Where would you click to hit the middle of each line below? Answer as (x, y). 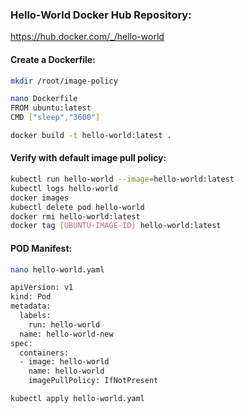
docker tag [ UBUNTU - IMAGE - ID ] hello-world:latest (116, 226)
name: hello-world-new (66, 334)
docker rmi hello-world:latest (75, 216)
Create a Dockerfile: (53, 59)
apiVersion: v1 (42, 288)
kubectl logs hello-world (64, 188)
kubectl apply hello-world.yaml (77, 399)
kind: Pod (31, 297)
